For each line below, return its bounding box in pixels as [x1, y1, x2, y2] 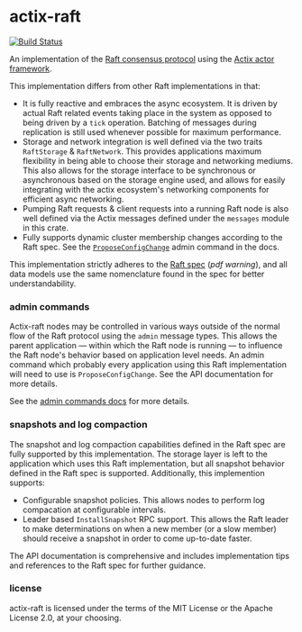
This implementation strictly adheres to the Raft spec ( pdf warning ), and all [9, 258, 288, 269]
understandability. [9, 277, 77, 289]
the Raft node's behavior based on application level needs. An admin [9, 349, 264, 361]
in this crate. [22, 222, 69, 233]
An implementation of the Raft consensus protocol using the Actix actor [9, 53, 275, 64]
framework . [9, 63, 52, 74]
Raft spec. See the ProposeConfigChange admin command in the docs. [22, 241, 279, 252]
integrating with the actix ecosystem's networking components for [22, 184, 270, 194]
